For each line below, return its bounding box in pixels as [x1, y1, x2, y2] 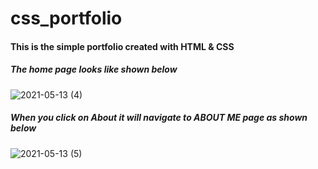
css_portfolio [10, 7, 123, 30]
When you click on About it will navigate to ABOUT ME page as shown [10, 112, 308, 124]
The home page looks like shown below [10, 63, 178, 76]
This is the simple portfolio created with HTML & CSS [10, 40, 235, 52]
